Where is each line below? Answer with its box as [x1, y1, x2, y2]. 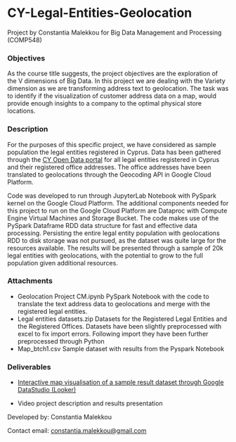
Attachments [7, 276, 53, 286]
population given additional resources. [7, 258, 118, 267]
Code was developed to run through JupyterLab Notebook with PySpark [7, 191, 216, 200]
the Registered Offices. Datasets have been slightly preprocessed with [17, 322, 222, 330]
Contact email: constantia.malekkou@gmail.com [7, 427, 147, 435]
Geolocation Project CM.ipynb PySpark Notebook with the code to [17, 292, 209, 301]
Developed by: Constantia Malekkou [7, 413, 112, 422]
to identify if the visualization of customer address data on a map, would [7, 91, 216, 100]
